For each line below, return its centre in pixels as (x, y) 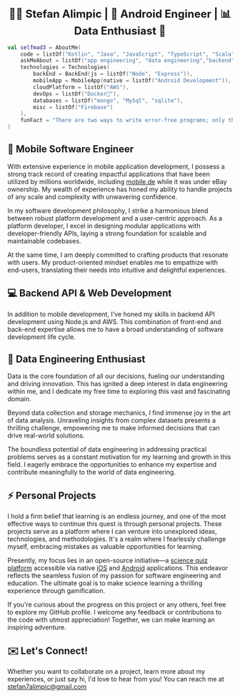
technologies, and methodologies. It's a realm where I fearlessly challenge (117, 539)
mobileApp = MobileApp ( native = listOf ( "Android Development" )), (132, 81)
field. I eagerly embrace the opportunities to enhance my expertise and (112, 465)
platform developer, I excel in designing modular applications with (104, 226)
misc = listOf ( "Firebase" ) (73, 107)
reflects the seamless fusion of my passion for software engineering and (114, 576)
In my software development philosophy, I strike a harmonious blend (108, 211)
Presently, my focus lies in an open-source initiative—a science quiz (108, 560)
